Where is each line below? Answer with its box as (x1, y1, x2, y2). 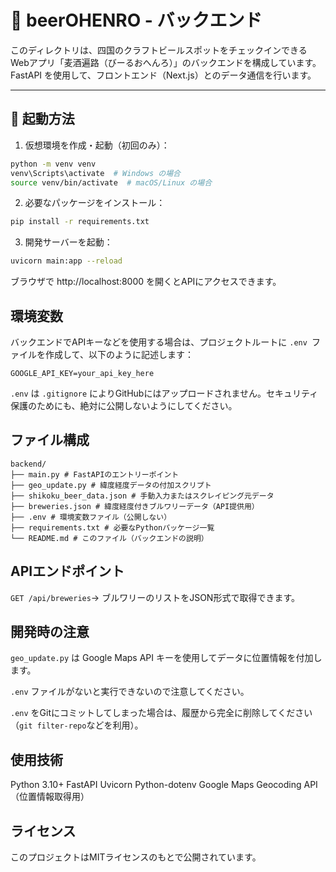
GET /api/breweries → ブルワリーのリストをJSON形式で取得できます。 (10, 591, 300, 603)
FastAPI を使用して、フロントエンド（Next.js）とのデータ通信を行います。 (10, 69, 317, 81)
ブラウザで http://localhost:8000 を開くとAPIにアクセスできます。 (10, 276, 282, 288)
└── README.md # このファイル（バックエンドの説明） (10, 533, 209, 543)
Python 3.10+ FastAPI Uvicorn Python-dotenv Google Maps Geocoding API (10, 779, 318, 791)
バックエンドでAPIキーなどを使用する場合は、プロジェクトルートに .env (10, 336, 308, 348)
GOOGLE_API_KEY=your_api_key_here (10, 368, 155, 378)
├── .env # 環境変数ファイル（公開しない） (10, 512, 172, 522)
